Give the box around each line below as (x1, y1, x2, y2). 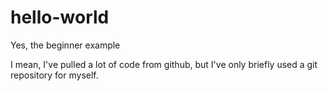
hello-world (10, 6, 110, 29)
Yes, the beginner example (10, 39, 121, 51)
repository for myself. (10, 69, 99, 81)
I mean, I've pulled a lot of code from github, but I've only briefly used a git (10, 58, 318, 70)
